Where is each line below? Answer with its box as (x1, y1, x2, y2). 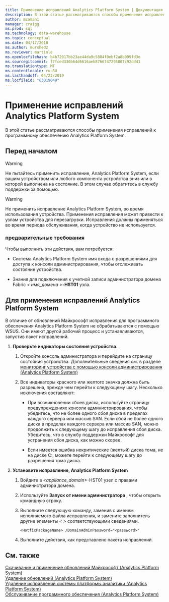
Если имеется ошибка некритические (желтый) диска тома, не (27, 447, 163, 453)
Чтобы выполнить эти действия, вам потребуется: (5, 246, 114, 252)
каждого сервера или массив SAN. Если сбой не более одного (27, 415, 163, 421)
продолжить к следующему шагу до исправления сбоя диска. (27, 426, 162, 432)
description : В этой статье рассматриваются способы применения (5, 12, 143, 17)
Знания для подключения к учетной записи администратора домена (12, 276, 161, 282)
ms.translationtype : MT (5, 64, 55, 69)
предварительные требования (5, 234, 84, 241)
